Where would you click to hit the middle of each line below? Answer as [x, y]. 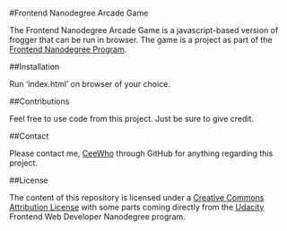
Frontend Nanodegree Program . [68, 49]
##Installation [35, 67]
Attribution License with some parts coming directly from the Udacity [137, 207]
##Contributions [39, 101]
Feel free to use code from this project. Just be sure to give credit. [131, 119]
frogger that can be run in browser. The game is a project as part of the [141, 40]
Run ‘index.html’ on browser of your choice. [90, 84]
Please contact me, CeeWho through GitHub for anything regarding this [141, 153]
